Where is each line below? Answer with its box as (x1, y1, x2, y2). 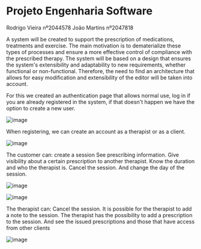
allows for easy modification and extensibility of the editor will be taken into (6, 74, 193, 81)
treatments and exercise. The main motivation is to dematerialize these (6, 42, 181, 49)
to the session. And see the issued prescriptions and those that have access (6, 218, 195, 225)
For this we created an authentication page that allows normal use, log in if (6, 92, 191, 99)
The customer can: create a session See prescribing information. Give (6, 151, 179, 158)
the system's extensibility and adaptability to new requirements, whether (6, 61, 186, 68)
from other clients (6, 224, 50, 232)
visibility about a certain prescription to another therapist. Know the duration (6, 157, 195, 164)
